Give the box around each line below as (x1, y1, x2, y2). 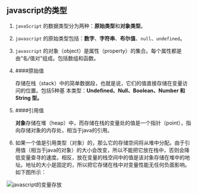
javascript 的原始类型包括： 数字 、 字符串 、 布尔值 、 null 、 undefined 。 (15, 35, 185, 42)
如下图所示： (15, 168, 46, 175)
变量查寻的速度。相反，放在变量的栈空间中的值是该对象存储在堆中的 (20, 153, 185, 160)
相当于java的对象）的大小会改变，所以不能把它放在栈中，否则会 (30, 146, 185, 153)
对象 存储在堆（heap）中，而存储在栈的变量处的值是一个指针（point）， (15, 119, 186, 126)
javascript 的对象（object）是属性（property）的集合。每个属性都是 (15, 47, 182, 54)
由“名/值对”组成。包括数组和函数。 (15, 55, 99, 62)
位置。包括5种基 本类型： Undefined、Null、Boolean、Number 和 (25, 87, 185, 94)
